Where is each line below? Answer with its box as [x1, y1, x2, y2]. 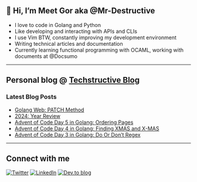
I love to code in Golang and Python [14, 21, 101, 28]
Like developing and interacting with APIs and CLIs [14, 28, 138, 35]
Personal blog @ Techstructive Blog [6, 75, 140, 85]
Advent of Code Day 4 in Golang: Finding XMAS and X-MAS [14, 124, 159, 132]
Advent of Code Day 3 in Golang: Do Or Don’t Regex [14, 131, 141, 138]
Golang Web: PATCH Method [14, 106, 84, 113]
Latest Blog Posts [6, 93, 57, 101]
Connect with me [6, 153, 70, 163]
